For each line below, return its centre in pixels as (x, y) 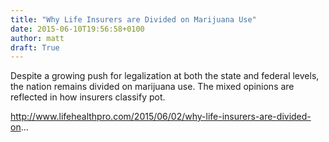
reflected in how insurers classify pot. (88, 97)
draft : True (35, 47)
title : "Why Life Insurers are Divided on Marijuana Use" (133, 19)
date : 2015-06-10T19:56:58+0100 (77, 29)
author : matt (37, 38)
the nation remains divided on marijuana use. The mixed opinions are (152, 87)
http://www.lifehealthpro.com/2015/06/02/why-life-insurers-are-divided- (161, 117)
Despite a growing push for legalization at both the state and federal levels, (165, 76)
